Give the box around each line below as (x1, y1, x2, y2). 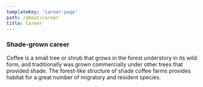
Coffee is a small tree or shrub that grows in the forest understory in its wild (6, 54, 197, 61)
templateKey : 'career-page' (6, 9, 79, 15)
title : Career (6, 20, 43, 26)
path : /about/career (6, 15, 59, 21)
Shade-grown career (6, 40, 70, 49)
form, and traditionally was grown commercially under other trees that (6, 60, 183, 68)
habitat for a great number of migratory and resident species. (6, 74, 161, 81)
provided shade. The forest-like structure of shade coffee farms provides (6, 67, 191, 74)
